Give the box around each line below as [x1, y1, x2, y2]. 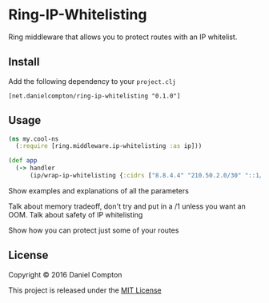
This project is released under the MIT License [8, 285, 162, 295]
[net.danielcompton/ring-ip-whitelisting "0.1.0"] [8, 92, 181, 100]
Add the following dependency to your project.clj [8, 76, 176, 86]
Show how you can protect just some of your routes [8, 225, 179, 235]
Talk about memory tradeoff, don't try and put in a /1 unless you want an [8, 201, 246, 211]
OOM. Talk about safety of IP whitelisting [8, 209, 143, 219]
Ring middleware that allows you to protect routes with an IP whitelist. [8, 32, 238, 42]
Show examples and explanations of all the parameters [8, 185, 190, 195]
